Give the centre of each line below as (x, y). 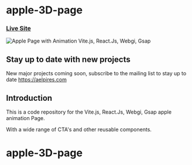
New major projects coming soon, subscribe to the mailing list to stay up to (96, 73)
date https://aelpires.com (37, 80)
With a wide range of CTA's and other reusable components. (79, 129)
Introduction (29, 98)
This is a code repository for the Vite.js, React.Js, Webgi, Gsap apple (89, 112)
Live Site (18, 29)
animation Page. (25, 118)
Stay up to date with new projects (68, 59)
